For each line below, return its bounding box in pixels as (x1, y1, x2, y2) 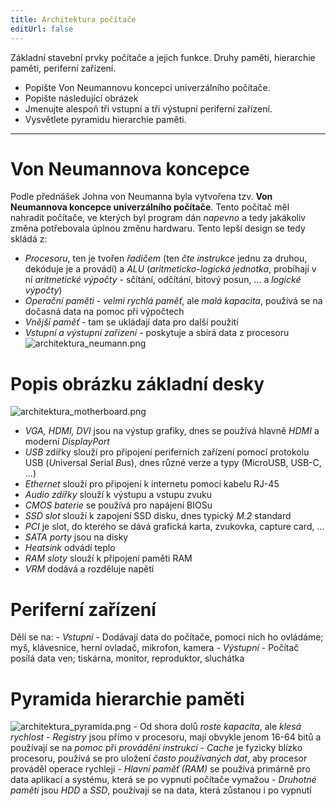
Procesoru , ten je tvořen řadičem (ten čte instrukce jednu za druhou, (24, 252, 308, 265)
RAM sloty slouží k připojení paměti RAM (24, 552, 193, 565)
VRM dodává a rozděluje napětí (24, 563, 155, 575)
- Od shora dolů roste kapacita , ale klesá (133, 721, 302, 733)
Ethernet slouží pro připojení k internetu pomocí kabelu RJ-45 (24, 478, 280, 490)
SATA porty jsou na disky (24, 531, 129, 543)
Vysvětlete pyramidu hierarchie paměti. (24, 113, 187, 125)
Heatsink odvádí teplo (24, 542, 116, 554)
